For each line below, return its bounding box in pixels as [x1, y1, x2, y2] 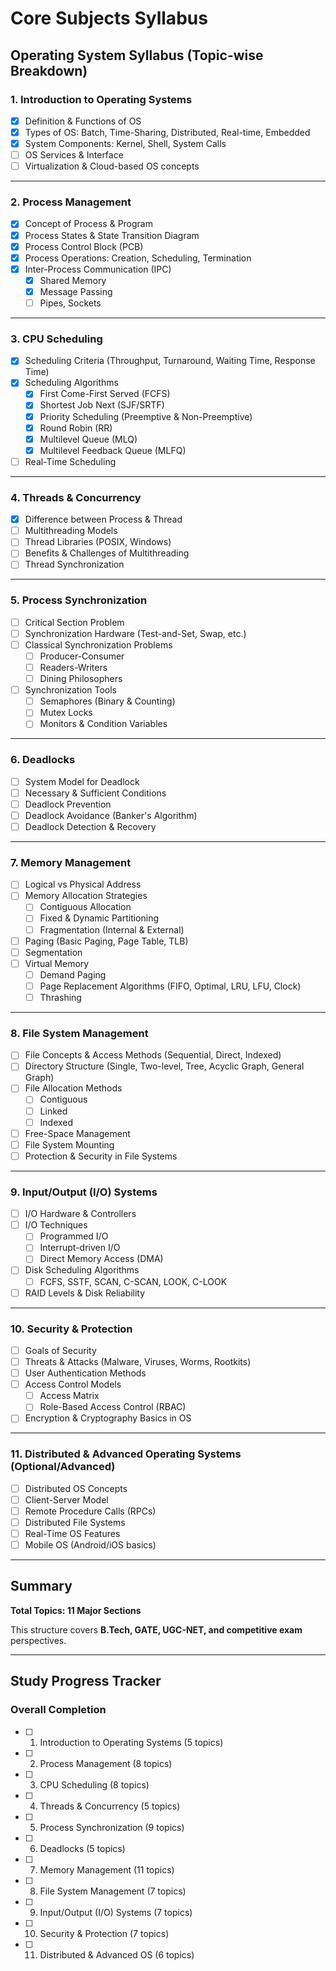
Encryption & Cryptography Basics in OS [24, 1412, 192, 1424]
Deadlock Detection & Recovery [24, 820, 157, 832]
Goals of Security [24, 1344, 97, 1356]
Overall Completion [10, 1703, 107, 1717]
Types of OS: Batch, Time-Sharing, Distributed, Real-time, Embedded [24, 126, 311, 138]
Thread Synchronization [24, 558, 125, 571]
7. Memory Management [10, 855, 132, 869]
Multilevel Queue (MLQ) [39, 433, 138, 445]
